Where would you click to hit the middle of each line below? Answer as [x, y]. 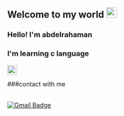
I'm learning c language [48, 53]
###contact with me [36, 84]
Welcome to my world [56, 15]
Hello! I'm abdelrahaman [50, 34]
